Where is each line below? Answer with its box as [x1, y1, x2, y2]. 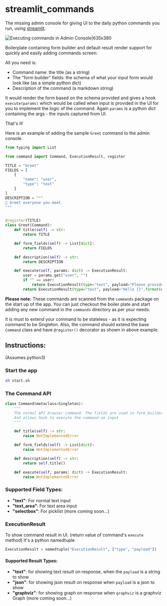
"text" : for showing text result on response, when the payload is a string [12, 569, 161, 575]
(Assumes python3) [5, 354, 46, 360]
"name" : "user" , [23, 177, 57, 182]
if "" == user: [23, 278, 55, 283]
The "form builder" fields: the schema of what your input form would [12, 74, 153, 80]
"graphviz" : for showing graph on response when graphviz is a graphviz [12, 590, 162, 596]
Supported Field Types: [5, 486, 63, 493]
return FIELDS [23, 245, 52, 250]
